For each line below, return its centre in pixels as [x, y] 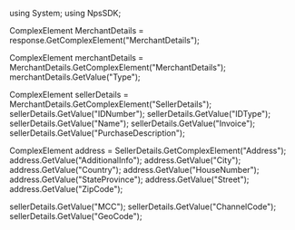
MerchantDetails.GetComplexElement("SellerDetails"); [110, 104]
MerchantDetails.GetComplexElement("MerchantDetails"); [118, 67]
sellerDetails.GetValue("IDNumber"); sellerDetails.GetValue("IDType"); [140, 114]
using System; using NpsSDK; [65, 13]
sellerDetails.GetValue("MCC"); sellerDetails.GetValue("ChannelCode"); [143, 206]
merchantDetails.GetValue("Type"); [75, 77]
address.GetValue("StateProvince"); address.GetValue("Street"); [129, 179]
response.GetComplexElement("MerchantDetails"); [104, 40]
